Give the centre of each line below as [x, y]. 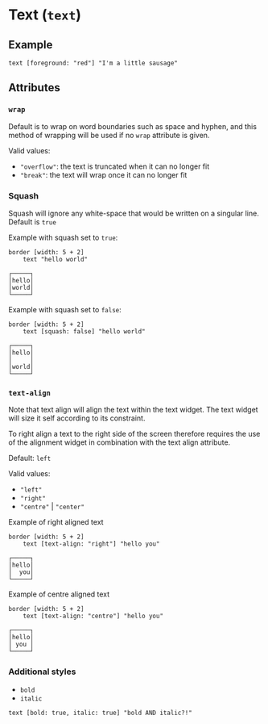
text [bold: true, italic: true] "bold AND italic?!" [101, 713]
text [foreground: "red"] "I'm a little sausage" [93, 63]
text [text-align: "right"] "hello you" [91, 544]
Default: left [30, 458]
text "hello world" [56, 259]
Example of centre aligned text [59, 594]
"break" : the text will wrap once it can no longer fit [103, 174]
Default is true [32, 222]
